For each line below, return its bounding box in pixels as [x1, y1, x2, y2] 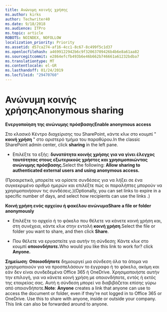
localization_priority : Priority [5, 40, 75, 45]
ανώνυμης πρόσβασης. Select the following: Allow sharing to [12, 162, 141, 168]
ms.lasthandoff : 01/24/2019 [5, 68, 64, 73]
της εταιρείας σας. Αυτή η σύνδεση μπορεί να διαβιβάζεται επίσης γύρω [5, 279, 157, 285]
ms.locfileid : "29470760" [5, 73, 59, 78]
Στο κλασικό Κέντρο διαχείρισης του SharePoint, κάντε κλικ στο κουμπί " [5, 131, 157, 137]
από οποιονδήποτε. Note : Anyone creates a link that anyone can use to [5, 285, 151, 291]
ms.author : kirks [5, 12, 41, 17]
